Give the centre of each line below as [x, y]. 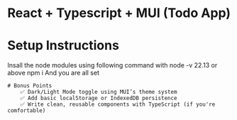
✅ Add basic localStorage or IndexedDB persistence [99, 98]
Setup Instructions [63, 46]
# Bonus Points [30, 86]
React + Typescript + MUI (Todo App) [119, 13]
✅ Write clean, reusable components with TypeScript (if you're [118, 104]
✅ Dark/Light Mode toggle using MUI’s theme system [99, 92]
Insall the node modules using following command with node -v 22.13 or [112, 65]
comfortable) [27, 111]
